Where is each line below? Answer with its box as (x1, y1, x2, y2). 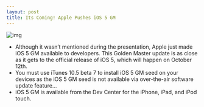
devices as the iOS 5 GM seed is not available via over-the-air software (15, 75, 194, 83)
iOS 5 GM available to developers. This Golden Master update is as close (15, 49, 198, 57)
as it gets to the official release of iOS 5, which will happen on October (15, 56, 192, 63)
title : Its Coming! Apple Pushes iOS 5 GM (6, 15, 116, 21)
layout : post (6, 9, 40, 15)
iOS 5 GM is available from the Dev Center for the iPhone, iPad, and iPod (15, 88, 197, 95)
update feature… (15, 81, 57, 89)
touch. (15, 95, 32, 102)
